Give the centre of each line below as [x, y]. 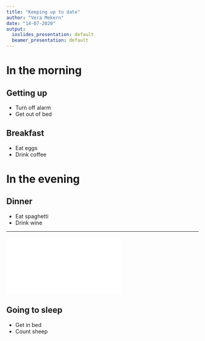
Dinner [20, 202]
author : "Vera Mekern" [35, 18]
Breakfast [25, 133]
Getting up [27, 93]
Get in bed [28, 325]
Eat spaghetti [32, 216]
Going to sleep [34, 310]
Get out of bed [33, 114]
